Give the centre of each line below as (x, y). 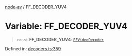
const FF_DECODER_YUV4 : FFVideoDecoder (60, 39)
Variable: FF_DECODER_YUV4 (66, 26)
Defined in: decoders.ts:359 (33, 49)
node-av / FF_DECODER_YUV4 (36, 7)
